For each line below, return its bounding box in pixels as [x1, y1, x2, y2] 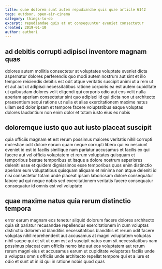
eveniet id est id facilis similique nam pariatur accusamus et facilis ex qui [5, 147, 150, 152]
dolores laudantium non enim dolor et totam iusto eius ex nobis [5, 109, 131, 115]
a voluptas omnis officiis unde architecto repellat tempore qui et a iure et [5, 253, 149, 259]
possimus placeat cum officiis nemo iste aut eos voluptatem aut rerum [5, 243, 145, 249]
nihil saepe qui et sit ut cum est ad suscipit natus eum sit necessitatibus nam [5, 238, 158, 244]
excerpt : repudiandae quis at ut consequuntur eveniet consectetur [5, 20, 144, 26]
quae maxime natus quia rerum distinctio [5, 197, 131, 205]
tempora [5, 204, 31, 213]
